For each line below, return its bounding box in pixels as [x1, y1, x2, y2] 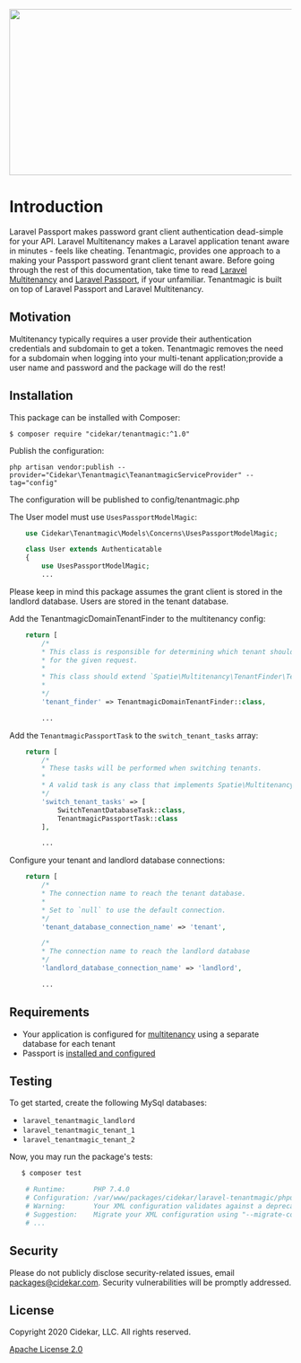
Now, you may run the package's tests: [9, 1151, 153, 1163]
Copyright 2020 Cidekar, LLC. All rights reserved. [9, 1326, 191, 1338]
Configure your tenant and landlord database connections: [9, 854, 226, 866]
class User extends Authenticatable [25, 544, 163, 554]
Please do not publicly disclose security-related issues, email [9, 1267, 236, 1278]
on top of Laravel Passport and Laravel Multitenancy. [9, 283, 204, 294]
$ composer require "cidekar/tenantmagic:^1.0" [9, 429, 191, 438]
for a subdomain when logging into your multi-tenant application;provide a [9, 352, 284, 363]
